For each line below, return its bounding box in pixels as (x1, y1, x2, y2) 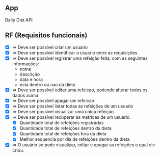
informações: (12, 61, 39, 67)
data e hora (19, 76, 43, 82)
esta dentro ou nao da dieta (19, 81, 76, 87)
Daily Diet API (5, 17, 33, 23)
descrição (19, 71, 40, 77)
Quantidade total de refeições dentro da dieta (19, 125, 112, 131)
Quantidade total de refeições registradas (19, 120, 104, 126)
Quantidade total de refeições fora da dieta (19, 131, 107, 137)
